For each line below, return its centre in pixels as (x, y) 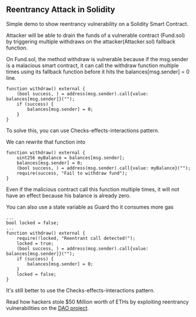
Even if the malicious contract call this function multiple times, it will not (93, 189)
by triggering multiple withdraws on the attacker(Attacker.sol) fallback (91, 41)
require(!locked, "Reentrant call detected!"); (76, 238)
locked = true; (35, 243)
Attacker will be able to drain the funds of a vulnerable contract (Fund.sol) (96, 35)
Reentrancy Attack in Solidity (61, 10)
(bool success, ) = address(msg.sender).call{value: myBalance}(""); (104, 168)
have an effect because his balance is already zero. (69, 195)
